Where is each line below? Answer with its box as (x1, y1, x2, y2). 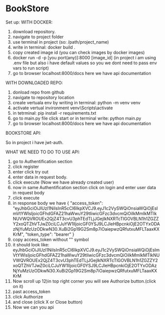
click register (12, 164, 39, 170)
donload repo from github (12, 89, 65, 95)
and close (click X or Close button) (12, 299, 83, 305)
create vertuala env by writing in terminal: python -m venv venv (12, 99, 141, 105)
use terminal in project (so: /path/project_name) (12, 39, 109, 45)
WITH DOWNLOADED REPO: (5, 79, 63, 86)
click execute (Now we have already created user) (12, 179, 114, 185)
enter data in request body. (12, 174, 68, 180)
